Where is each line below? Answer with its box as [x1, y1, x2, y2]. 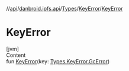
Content [6, 51, 26, 59]
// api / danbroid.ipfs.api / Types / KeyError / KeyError [6, 5, 123, 12]
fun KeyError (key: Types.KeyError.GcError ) [6, 57, 110, 64]
